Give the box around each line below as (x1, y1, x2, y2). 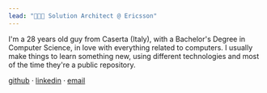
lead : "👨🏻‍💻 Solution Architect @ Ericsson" (8, 11, 158, 20)
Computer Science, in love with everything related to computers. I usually (8, 42, 253, 53)
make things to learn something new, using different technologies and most (8, 51, 260, 61)
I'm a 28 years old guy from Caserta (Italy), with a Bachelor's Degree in (8, 34, 246, 44)
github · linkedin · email (8, 75, 86, 85)
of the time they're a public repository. (8, 60, 136, 70)
